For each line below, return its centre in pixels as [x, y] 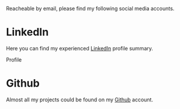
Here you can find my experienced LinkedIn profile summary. [80, 48]
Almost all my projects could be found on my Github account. [80, 100]
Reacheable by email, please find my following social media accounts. [90, 8]
